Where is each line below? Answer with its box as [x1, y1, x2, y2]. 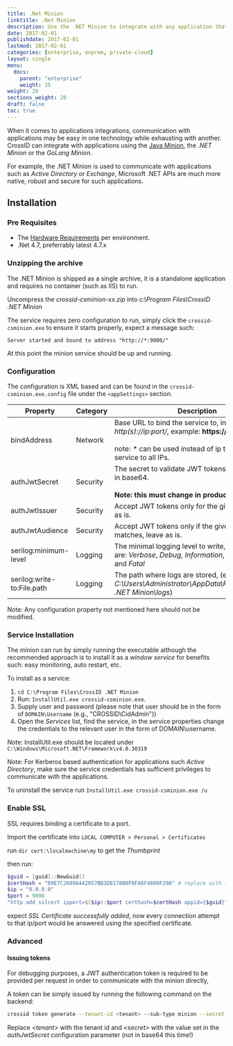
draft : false [7, 101, 45, 108]
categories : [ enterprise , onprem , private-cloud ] [7, 49, 154, 56]
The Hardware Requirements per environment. [17, 234, 150, 242]
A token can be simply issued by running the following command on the [7, 990, 212, 999]
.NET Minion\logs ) [114, 587, 173, 597]
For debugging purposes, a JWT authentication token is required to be [7, 969, 208, 978]
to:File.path [10, 583, 47, 593]
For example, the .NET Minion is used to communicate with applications [7, 161, 212, 171]
